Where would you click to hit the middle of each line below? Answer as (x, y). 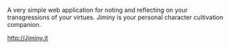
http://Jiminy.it (28, 38)
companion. (24, 24)
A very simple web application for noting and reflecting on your (98, 10)
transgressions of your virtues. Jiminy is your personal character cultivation (115, 17)
